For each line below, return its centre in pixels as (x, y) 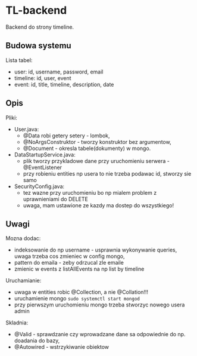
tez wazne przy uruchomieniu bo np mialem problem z (90, 192)
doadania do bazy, (37, 340)
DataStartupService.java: (45, 154)
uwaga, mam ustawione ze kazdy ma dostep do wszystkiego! (98, 205)
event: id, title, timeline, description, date (64, 84)
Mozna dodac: (23, 238)
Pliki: (11, 118)
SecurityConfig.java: (39, 186)
